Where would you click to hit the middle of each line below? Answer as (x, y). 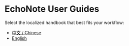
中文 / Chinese (26, 32)
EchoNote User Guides (52, 9)
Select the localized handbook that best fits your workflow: (64, 23)
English (19, 38)
